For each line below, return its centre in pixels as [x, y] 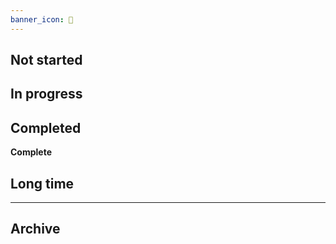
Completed [46, 127]
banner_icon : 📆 [42, 19]
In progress [46, 94]
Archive [35, 229]
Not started [46, 60]
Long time [42, 183]
